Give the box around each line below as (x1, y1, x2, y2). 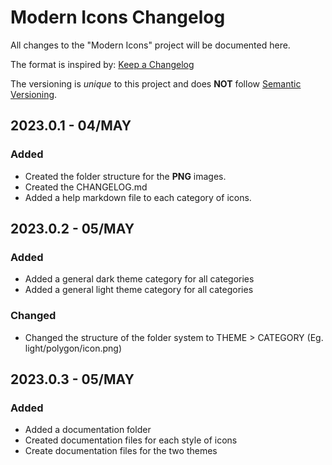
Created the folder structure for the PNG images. (24, 170, 227, 182)
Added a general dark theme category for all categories (24, 273, 255, 285)
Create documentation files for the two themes (24, 445, 218, 457)
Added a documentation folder (24, 424, 152, 436)
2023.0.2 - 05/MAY (10, 221, 135, 238)
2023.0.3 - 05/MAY (10, 371, 135, 388)
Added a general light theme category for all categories (24, 284, 254, 296)
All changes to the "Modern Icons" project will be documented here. (10, 39, 291, 51)
